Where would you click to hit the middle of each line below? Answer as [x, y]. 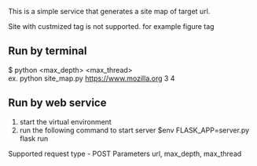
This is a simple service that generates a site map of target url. [109, 11]
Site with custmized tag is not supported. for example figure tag [111, 26]
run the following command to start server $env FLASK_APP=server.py [134, 130]
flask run [34, 138]
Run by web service [57, 103]
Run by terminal [48, 51]
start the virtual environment [65, 121]
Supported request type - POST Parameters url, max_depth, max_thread [125, 153]
